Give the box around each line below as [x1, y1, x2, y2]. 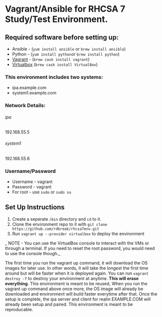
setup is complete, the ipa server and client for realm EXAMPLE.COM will [5, 296, 151, 302]
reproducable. [5, 306, 33, 312]
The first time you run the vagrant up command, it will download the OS [5, 260, 148, 266]
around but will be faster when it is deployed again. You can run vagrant [5, 270, 149, 276]
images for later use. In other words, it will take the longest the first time [5, 265, 149, 271]
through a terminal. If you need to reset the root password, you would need [5, 245, 155, 251]
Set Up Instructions [5, 203, 65, 211]
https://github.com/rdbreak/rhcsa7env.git [12, 226, 99, 231]
